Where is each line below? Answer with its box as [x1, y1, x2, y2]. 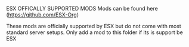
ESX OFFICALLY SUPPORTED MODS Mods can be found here [6, 5, 158, 12]
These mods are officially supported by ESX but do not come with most [6, 23, 182, 29]
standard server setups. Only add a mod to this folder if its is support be [6, 29, 183, 36]
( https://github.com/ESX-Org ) [6, 11, 79, 18]
